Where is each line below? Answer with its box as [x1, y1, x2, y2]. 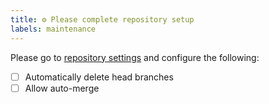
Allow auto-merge [24, 82, 100, 94]
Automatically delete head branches [24, 71, 174, 83]
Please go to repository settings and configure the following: [10, 51, 260, 63]
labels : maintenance [10, 24, 97, 34]
